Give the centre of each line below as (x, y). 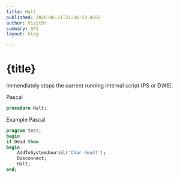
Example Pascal (26, 119)
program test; (24, 130)
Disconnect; (32, 159)
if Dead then (23, 141)
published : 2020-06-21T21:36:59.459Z (53, 17)
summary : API (23, 28)
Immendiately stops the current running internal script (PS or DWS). (90, 86)
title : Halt (21, 12)
